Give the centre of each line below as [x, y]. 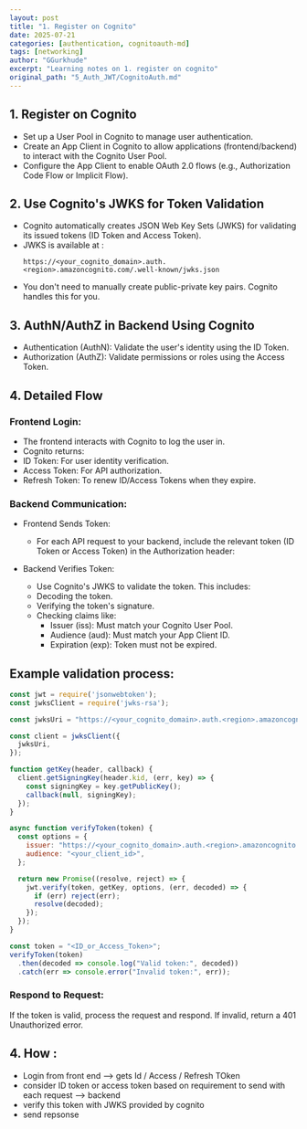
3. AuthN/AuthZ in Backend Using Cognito [132, 325]
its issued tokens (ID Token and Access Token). [112, 236]
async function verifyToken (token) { [81, 828]
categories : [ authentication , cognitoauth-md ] [100, 43]
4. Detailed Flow [56, 395]
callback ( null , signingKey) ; [81, 795]
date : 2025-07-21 [42, 35]
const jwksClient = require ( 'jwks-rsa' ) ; [90, 703]
